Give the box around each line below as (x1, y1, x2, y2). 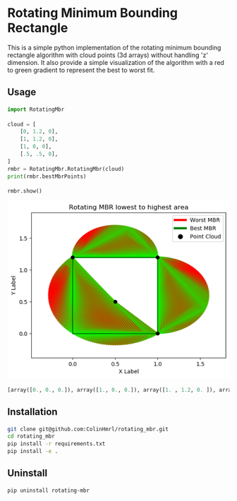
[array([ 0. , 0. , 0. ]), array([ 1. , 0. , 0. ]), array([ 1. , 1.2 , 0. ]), (7, 386, 217, 393)
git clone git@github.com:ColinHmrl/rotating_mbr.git (7, 425, 169, 433)
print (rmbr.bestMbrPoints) (7, 173, 87, 180)
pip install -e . (7, 448, 59, 455)
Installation (7, 406, 58, 418)
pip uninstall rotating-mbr (7, 487, 90, 494)
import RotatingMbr (7, 106, 65, 113)
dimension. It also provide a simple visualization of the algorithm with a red (7, 58, 224, 66)
